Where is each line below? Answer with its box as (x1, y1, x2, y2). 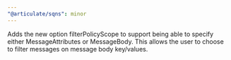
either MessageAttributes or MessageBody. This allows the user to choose (7, 37, 224, 46)
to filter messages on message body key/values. (7, 44, 148, 53)
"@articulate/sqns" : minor (7, 10, 87, 18)
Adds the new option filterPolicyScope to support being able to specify (7, 30, 214, 38)
